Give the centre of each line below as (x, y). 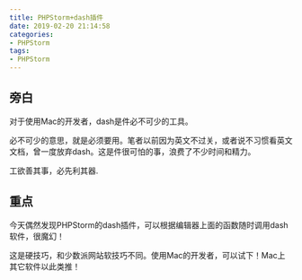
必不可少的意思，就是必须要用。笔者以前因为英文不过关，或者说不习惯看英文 (151, 140)
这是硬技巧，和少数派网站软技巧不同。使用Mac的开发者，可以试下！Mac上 (147, 255)
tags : (19, 51)
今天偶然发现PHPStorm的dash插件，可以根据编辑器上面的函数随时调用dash (149, 224)
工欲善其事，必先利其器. (54, 171)
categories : (31, 34)
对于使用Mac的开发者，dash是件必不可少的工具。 (101, 121)
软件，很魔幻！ (37, 236)
